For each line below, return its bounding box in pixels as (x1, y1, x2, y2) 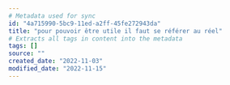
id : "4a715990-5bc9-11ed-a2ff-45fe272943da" (8, 19, 161, 28)
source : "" (8, 49, 45, 57)
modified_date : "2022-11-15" (8, 65, 107, 73)
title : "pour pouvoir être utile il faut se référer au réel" (8, 27, 223, 35)
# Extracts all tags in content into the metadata (8, 34, 183, 43)
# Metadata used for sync (8, 11, 96, 20)
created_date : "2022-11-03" (8, 57, 104, 66)
